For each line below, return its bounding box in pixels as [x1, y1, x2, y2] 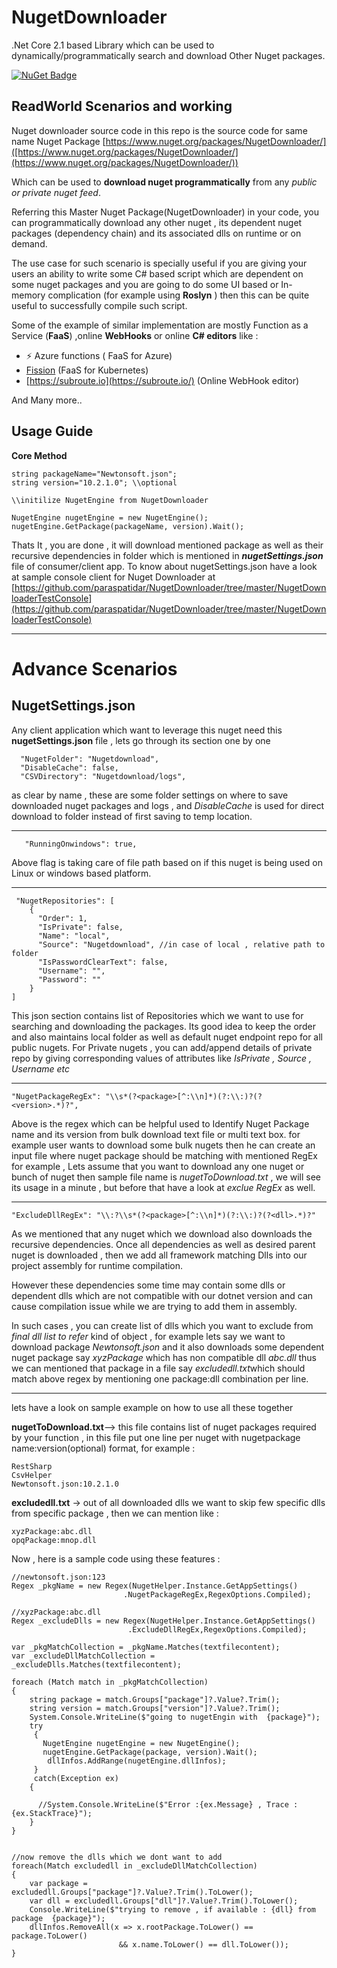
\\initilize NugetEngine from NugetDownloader [11, 495, 209, 505]
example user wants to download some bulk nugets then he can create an [11, 1139, 316, 1151]
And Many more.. [11, 394, 83, 406]
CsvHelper [11, 1470, 53, 1480]
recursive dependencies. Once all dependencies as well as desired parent [11, 1238, 316, 1250]
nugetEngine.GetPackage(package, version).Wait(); [42, 1747, 258, 1757]
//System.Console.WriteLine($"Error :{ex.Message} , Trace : [37, 1799, 299, 1810]
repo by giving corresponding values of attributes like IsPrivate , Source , [11, 1052, 313, 1064]
